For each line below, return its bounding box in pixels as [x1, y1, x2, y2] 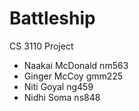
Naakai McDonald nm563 [23, 59, 129, 71]
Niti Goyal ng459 [23, 80, 94, 92]
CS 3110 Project [9, 40, 74, 52]
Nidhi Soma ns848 [23, 91, 101, 103]
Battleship [9, 7, 96, 30]
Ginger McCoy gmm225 [23, 70, 124, 82]
